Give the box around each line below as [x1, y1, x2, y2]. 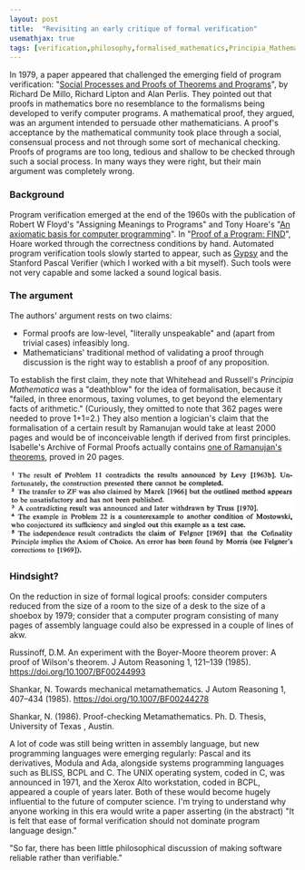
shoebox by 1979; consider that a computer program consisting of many [9, 610, 280, 621]
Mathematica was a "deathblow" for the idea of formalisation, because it [9, 384, 281, 395]
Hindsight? [9, 570, 59, 582]
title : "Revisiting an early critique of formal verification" [9, 24, 258, 34]
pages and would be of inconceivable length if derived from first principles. [9, 432, 291, 443]
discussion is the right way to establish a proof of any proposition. [22, 357, 270, 367]
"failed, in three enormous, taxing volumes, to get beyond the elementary [9, 393, 283, 404]
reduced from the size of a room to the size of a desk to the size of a [9, 600, 266, 611]
